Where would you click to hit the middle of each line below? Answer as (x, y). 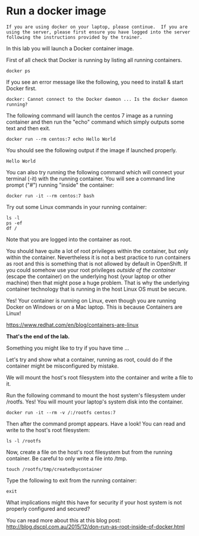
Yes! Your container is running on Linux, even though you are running (91, 300)
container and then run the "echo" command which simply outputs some (95, 122)
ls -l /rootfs (24, 441)
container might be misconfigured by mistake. (63, 366)
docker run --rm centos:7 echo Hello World (61, 139)
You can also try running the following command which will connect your (95, 172)
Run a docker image (56, 11)
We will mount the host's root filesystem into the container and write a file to (100, 377)
